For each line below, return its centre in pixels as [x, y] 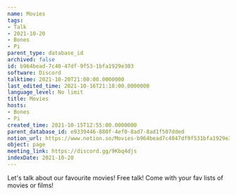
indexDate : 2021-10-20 [41, 158]
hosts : [17, 106]
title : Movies [28, 99]
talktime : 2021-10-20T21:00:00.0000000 [66, 79]
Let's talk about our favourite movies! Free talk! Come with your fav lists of [115, 177]
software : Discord [34, 73]
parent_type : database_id [45, 54]
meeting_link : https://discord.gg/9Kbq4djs [72, 151]
